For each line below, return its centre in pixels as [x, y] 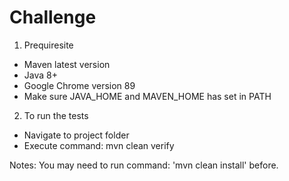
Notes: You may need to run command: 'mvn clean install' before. [144, 165]
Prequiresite [48, 45]
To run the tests [56, 115]
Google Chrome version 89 [79, 85]
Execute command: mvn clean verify [99, 145]
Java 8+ [40, 75]
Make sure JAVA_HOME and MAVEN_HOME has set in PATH [147, 96]
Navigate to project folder [76, 135]
